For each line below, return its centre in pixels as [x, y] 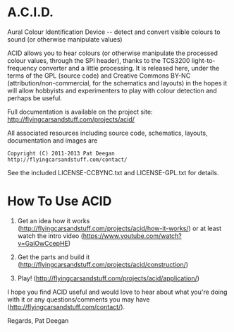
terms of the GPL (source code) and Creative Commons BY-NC [99, 76]
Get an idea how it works [54, 220]
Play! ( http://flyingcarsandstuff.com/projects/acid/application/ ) [108, 278]
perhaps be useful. [35, 98]
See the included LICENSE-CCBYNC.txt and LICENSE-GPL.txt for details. [113, 172]
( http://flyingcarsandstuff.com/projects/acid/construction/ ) [103, 264]
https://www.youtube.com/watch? [132, 236]
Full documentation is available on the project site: [80, 112]
